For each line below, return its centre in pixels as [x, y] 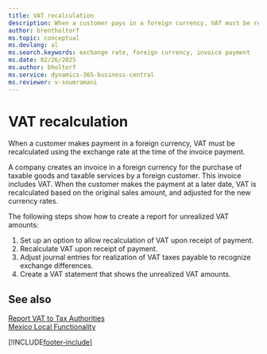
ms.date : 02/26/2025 [43, 60]
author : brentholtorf [44, 30]
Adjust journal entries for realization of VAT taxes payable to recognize [135, 257]
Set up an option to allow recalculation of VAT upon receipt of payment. [137, 240]
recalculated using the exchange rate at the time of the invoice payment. [127, 152]
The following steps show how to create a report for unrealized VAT [118, 216]
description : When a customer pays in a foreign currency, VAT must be [129, 23]
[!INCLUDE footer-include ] [50, 342]
